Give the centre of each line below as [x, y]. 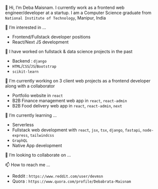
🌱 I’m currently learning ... [31, 115]
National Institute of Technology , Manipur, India [56, 18]
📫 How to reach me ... [28, 165]
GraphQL [20, 141]
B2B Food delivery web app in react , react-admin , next [67, 106]
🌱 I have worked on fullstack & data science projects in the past [69, 52]
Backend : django [30, 61]
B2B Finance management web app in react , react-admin [69, 101]
